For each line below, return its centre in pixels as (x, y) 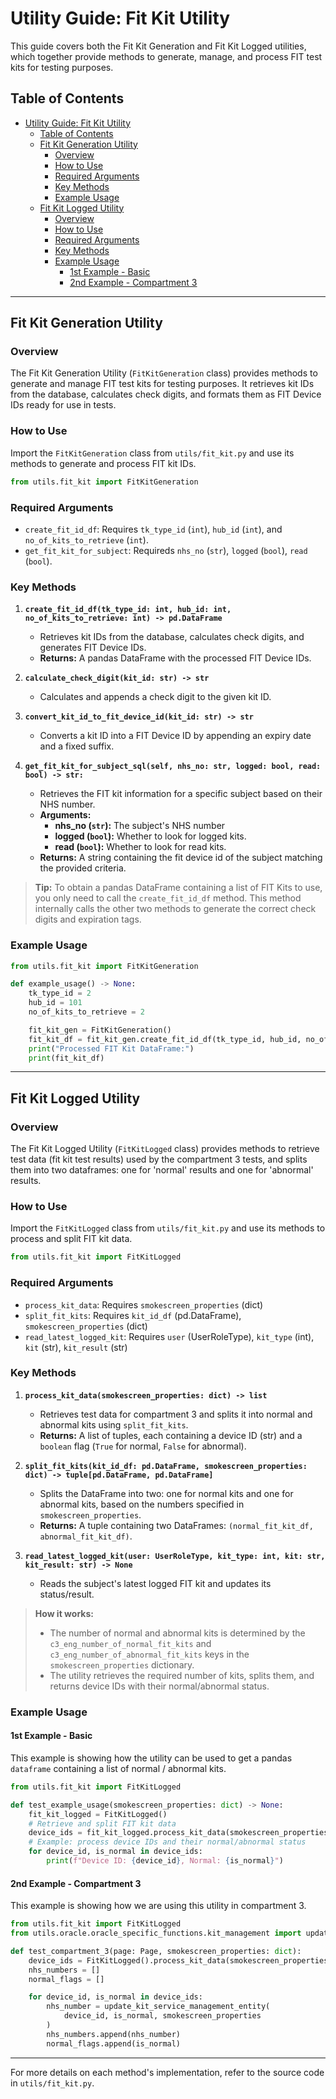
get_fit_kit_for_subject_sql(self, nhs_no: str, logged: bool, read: (173, 767)
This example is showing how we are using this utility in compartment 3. (158, 1906)
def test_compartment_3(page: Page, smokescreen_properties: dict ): (156, 1951)
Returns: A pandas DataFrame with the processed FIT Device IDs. (175, 658)
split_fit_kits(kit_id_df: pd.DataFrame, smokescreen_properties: (166, 1466)
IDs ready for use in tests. (63, 405)
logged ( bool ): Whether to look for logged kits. (150, 836)
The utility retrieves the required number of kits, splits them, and (182, 1675)
